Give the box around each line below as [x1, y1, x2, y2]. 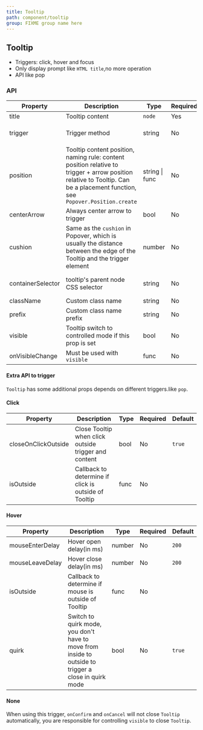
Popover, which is [65, 232, 117, 240]
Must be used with [65, 349, 119, 357]
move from [67, 642, 98, 651]
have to [67, 635, 89, 644]
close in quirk [67, 673, 106, 681]
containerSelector [9, 279, 60, 288]
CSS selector [65, 283, 103, 292]
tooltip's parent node [65, 276, 125, 284]
